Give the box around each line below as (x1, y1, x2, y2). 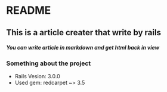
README (6, 4, 51, 17)
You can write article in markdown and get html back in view (6, 44, 160, 51)
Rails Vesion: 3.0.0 (14, 72, 61, 79)
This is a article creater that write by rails (6, 27, 161, 38)
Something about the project (6, 59, 91, 68)
